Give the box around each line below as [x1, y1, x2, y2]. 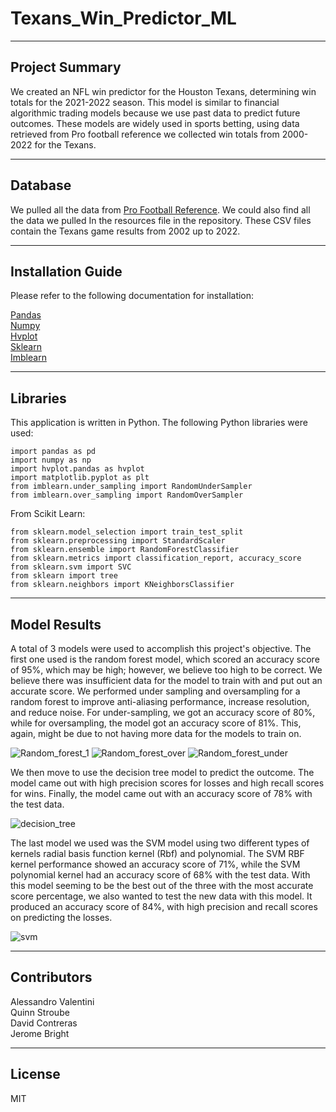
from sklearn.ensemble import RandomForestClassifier [10, 545, 240, 555]
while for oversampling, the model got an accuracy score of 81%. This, [10, 717, 302, 729]
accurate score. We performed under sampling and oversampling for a [10, 685, 301, 697]
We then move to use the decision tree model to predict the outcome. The [10, 767, 315, 778]
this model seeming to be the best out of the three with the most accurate [10, 880, 314, 891]
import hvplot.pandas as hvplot [10, 464, 145, 474]
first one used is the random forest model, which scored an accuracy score [10, 653, 320, 665]
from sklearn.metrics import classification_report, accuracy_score [10, 553, 302, 564]
